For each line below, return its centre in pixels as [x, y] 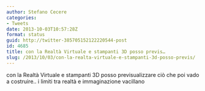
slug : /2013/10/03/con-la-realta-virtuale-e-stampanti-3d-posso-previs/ [101, 57]
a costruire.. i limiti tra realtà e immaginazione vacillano [76, 81]
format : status [26, 35]
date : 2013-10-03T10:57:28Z [42, 29]
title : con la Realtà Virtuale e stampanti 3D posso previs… [86, 52]
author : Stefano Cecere [37, 12]
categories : [21, 18]
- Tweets [17, 23]
